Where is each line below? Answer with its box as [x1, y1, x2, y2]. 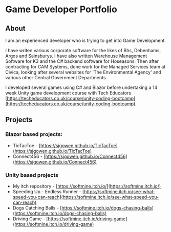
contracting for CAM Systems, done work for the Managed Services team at [5, 64, 166, 69]
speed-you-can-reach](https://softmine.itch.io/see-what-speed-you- [12, 194, 159, 200]
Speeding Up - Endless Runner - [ [12, 188, 84, 195]
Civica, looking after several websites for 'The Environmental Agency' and [5, 69, 161, 75]
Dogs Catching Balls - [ [12, 204, 62, 211]
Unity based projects [5, 171, 59, 178]
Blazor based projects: [5, 131, 63, 138]
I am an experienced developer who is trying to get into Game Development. [5, 37, 166, 43]
